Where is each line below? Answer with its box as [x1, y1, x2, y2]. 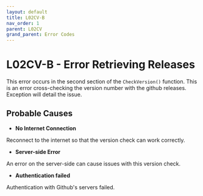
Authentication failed [15, 172, 71, 179]
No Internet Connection [15, 124, 76, 131]
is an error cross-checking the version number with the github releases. [6, 85, 187, 92]
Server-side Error [15, 148, 61, 155]
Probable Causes [6, 108, 73, 119]
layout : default [6, 9, 48, 15]
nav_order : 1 [6, 20, 40, 26]
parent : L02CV [6, 26, 43, 32]
